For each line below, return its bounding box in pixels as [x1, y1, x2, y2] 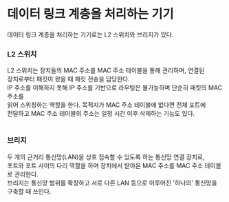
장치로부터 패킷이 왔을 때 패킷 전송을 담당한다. [7, 75, 131, 83]
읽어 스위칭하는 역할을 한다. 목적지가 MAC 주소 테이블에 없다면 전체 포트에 [7, 101, 206, 109]
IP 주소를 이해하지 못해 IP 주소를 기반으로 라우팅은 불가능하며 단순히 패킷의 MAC [7, 83, 223, 92]
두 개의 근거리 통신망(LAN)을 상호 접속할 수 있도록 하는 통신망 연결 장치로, [7, 152, 205, 161]
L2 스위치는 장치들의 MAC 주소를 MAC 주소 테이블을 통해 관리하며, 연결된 [7, 66, 205, 74]
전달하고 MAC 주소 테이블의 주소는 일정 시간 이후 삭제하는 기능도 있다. [7, 110, 195, 118]
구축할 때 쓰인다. [7, 187, 52, 195]
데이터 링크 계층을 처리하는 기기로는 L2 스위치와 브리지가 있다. [7, 30, 174, 39]
